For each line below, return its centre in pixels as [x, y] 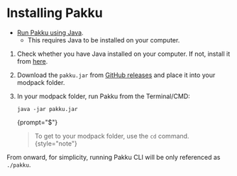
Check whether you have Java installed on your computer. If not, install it [123, 54]
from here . [32, 61]
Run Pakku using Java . [50, 33]
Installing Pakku [55, 13]
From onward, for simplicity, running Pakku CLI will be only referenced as [114, 157]
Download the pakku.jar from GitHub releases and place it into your [116, 75]
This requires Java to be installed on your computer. [104, 40]
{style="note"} [56, 143]
